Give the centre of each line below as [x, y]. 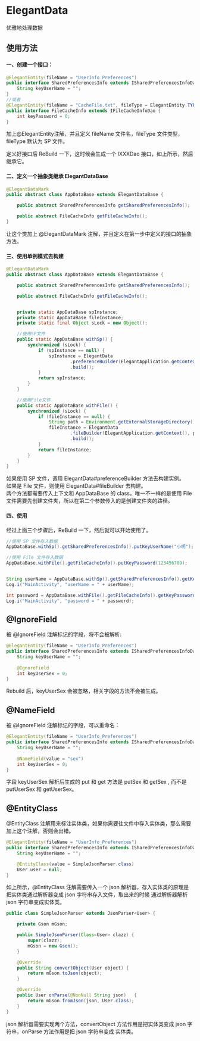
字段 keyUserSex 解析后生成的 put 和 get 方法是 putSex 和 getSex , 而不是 [96, 782]
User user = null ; [40, 869]
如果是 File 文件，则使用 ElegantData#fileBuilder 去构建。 [76, 486]
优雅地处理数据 [24, 27]
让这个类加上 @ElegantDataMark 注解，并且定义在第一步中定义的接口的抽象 [99, 233]
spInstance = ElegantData [81, 356]
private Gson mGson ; [42, 924]
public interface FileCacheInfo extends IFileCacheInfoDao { [84, 111]
